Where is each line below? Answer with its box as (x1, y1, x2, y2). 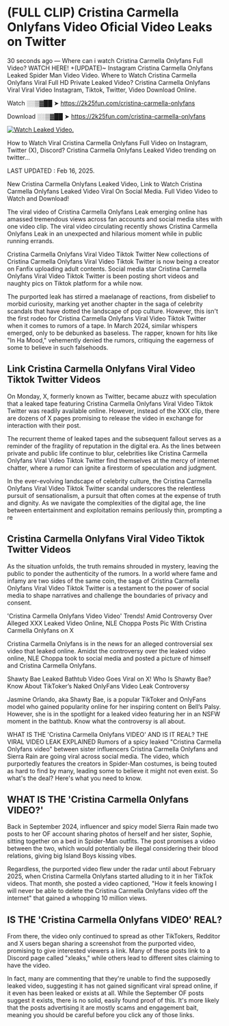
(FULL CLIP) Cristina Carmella (7, 5, 179, 21)
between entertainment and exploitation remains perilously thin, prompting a (7, 505, 222, 514)
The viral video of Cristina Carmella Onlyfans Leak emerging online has (7, 208, 208, 216)
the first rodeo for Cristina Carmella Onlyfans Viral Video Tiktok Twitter (7, 314, 206, 323)
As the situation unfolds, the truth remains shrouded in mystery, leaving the (7, 562, 219, 570)
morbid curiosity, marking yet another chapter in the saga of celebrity (7, 299, 203, 308)
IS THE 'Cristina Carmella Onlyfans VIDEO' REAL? (7, 914, 222, 925)
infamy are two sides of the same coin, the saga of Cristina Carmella (7, 577, 200, 585)
